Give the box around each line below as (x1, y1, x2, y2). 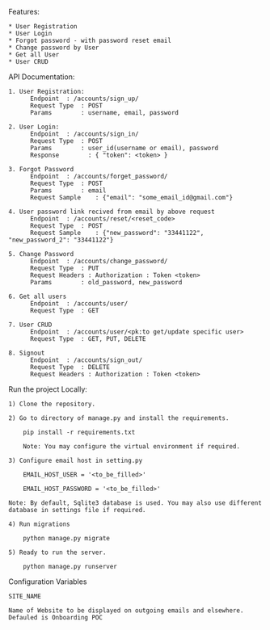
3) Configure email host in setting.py (8, 456, 143, 464)
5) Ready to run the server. (8, 548, 107, 556)
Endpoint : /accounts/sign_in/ (29, 130, 139, 138)
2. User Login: (8, 123, 60, 131)
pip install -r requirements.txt (23, 428, 136, 436)
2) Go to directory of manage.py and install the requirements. (8, 414, 230, 422)
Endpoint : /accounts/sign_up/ (29, 94, 139, 103)
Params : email (29, 187, 107, 195)
